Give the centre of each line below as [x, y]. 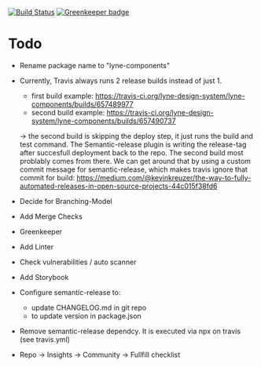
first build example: [62, 96]
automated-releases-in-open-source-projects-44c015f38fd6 [118, 186]
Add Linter [36, 246]
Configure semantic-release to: [70, 292]
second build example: [68, 112]
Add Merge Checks [51, 216]
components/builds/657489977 [82, 104]
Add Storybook [44, 277]
